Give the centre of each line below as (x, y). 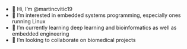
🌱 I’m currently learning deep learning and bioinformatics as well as (94, 27)
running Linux (28, 21)
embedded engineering (40, 34)
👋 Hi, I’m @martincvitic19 (42, 9)
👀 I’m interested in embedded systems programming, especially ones (96, 15)
